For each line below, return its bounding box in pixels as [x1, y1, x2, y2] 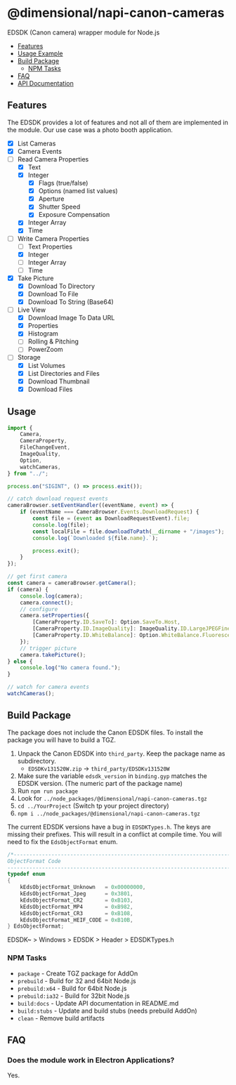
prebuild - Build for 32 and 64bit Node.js [17, 976, 136, 985]
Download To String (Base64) [27, 298, 114, 306]
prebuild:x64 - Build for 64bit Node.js [17, 984, 127, 992]
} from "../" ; [7, 470, 49, 477]
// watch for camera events [7, 683, 90, 691]
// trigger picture [20, 645, 77, 652]
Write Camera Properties [17, 234, 90, 243]
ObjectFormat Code [7, 857, 61, 864]
